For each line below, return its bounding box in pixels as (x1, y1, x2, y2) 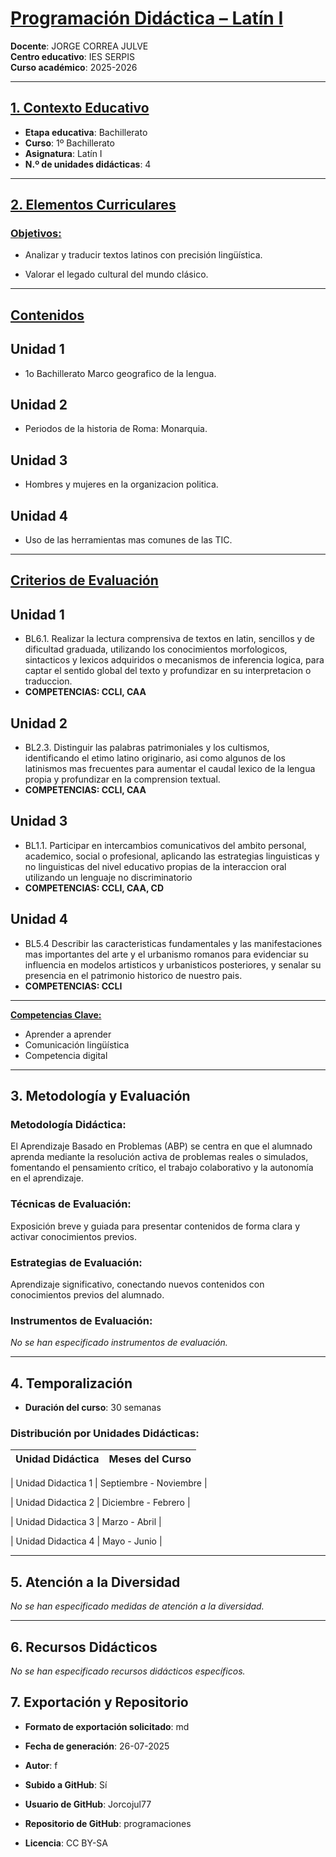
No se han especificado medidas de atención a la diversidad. (10, 1600, 265, 1612)
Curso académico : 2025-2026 (10, 61, 138, 73)
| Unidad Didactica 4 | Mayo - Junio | (10, 1535, 163, 1547)
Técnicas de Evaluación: (10, 1197, 132, 1211)
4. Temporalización (10, 1375, 133, 1392)
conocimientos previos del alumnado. (10, 1289, 165, 1301)
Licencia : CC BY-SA (24, 1837, 108, 1849)
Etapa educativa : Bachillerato (24, 126, 148, 138)
